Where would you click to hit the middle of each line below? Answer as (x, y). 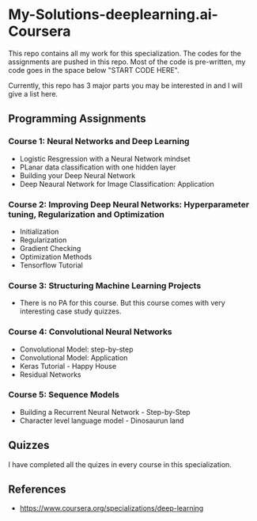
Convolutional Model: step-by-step (76, 349)
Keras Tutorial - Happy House (68, 366)
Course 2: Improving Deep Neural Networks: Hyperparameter (129, 204)
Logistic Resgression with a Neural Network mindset (105, 158)
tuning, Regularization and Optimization (86, 214)
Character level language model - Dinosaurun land (102, 420)
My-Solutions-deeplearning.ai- (113, 15)
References (37, 490)
